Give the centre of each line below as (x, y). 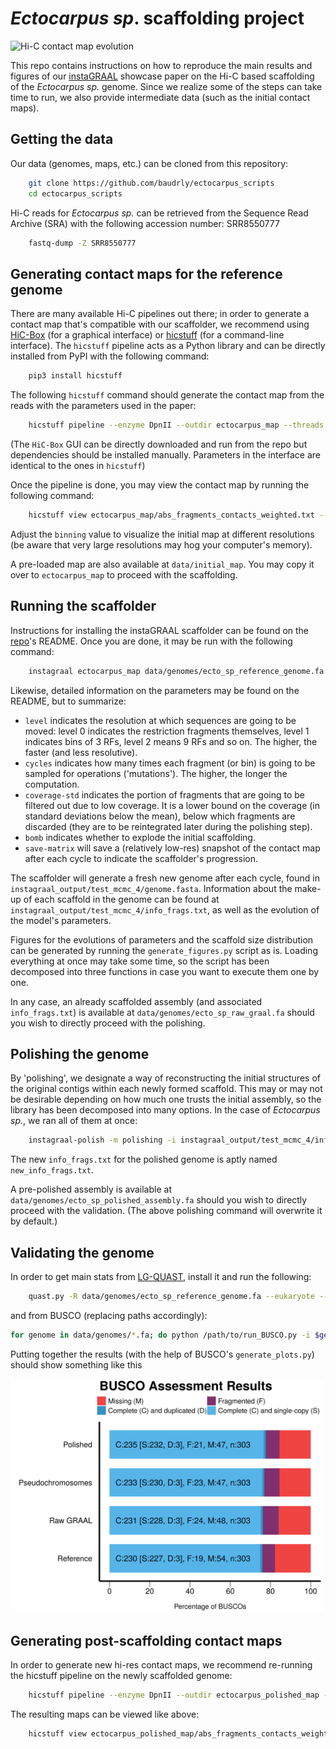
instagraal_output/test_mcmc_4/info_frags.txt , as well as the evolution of (165, 909)
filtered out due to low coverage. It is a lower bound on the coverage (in (172, 805)
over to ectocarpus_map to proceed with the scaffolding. (124, 574)
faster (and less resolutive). (81, 752)
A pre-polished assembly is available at (91, 1189)
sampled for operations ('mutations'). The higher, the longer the (156, 773)
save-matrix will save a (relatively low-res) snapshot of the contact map (172, 848)
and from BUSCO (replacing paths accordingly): (109, 1315)
